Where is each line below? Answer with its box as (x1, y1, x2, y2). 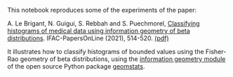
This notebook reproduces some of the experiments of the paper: (7, 6, 197, 14)
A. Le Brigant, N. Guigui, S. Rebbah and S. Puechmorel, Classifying (7, 19, 200, 27)
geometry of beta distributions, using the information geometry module (20, 55, 226, 63)
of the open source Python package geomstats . (7, 62, 145, 70)
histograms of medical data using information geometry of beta (7, 27, 191, 35)
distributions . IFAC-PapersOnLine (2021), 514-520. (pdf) (7, 34, 170, 42)
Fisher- (206, 48, 227, 55)
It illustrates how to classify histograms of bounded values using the (7, 48, 205, 55)
